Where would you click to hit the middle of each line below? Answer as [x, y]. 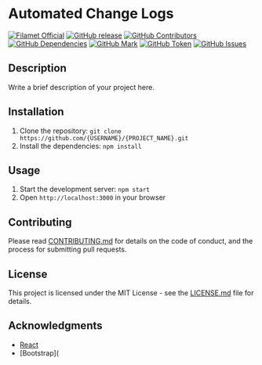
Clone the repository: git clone [70, 131]
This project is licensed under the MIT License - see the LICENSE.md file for [131, 293]
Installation [36, 112]
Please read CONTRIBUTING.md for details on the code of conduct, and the [131, 241]
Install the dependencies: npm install [80, 146]
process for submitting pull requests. [67, 249]
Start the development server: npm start [85, 190]
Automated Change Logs [91, 14]
